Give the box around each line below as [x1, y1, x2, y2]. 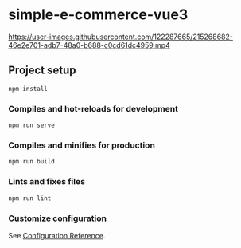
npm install [8, 85, 48, 93]
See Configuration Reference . [8, 230, 106, 240]
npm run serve [8, 121, 56, 129]
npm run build [8, 158, 56, 166]
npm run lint [8, 194, 52, 203]
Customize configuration [8, 213, 107, 224]
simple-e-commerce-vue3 [8, 6, 189, 24]
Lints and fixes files [8, 176, 86, 187]
